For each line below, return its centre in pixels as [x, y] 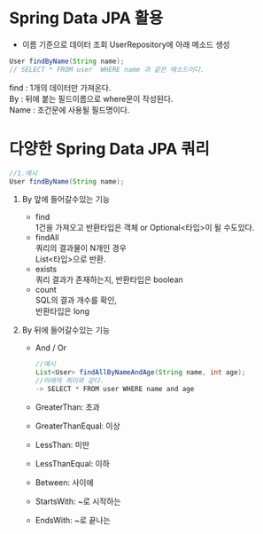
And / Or [50, 348]
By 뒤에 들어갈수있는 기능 [66, 330]
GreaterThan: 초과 [67, 407]
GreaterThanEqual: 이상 [78, 426]
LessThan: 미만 [62, 444]
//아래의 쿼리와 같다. [70, 381]
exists [46, 269]
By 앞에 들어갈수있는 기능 [66, 200]
